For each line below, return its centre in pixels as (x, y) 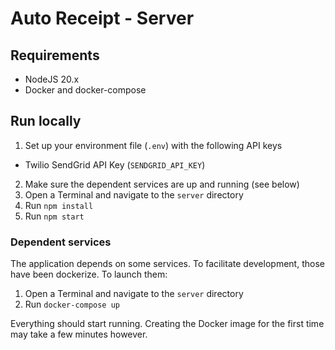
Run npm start (54, 216)
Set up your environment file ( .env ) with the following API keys (153, 145)
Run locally (46, 121)
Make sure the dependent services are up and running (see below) (162, 184)
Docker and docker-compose (85, 90)
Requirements (55, 55)
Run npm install (59, 205)
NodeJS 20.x (52, 79)
